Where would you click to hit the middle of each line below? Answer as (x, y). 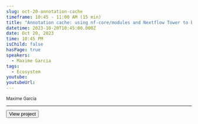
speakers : (18, 55)
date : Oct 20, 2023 (30, 33)
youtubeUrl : (21, 83)
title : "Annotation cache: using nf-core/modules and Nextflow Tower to (97, 22)
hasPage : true (24, 50)
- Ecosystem (26, 72)
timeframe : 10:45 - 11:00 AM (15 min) (54, 17)
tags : (13, 66)
